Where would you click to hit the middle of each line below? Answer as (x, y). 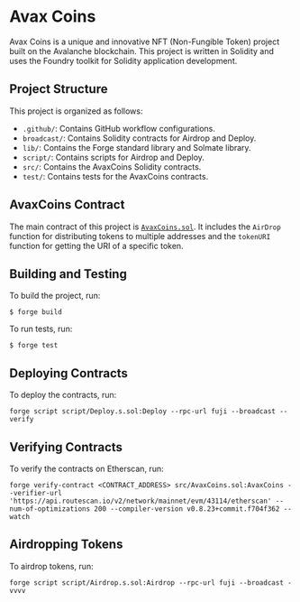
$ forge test (34, 346)
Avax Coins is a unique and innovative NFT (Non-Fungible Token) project (145, 42)
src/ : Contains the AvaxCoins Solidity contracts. (112, 167)
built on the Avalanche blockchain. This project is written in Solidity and (142, 51)
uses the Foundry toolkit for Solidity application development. (123, 60)
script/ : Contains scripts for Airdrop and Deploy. (114, 157)
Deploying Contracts (69, 373)
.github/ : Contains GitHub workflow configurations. (119, 128)
